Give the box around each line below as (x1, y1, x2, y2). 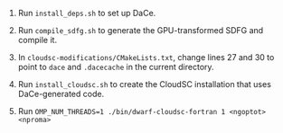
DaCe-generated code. (17, 89, 105, 99)
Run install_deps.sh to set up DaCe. (17, 8, 156, 18)
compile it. (17, 35, 57, 45)
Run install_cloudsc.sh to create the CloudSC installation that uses (17, 79, 271, 89)
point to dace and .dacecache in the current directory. (17, 62, 214, 72)
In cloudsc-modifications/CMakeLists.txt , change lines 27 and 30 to (17, 52, 275, 62)
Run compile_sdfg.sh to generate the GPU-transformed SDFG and (17, 25, 264, 35)
